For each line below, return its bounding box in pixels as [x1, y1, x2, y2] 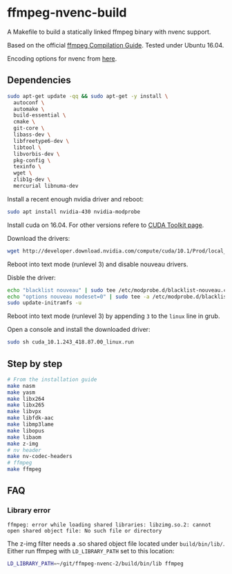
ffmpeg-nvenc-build [7, 5, 127, 21]
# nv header [7, 446, 41, 453]
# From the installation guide [7, 376, 97, 383]
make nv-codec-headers [7, 453, 72, 460]
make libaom [7, 433, 41, 441]
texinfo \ [13, 164, 41, 170]
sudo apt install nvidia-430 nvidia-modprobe [7, 208, 140, 215]
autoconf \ [13, 99, 45, 106]
